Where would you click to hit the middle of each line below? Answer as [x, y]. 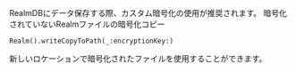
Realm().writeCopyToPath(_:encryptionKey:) [92, 41]
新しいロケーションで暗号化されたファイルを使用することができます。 [138, 59]
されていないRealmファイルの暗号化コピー [87, 24]
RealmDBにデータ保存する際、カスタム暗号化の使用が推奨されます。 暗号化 [148, 13]
